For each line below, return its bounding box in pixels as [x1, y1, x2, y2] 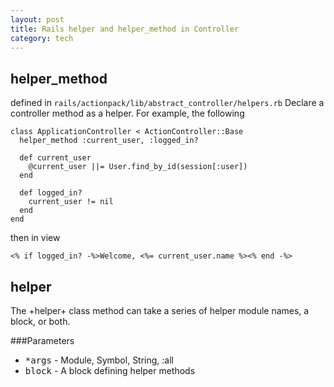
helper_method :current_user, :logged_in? [19, 136, 199, 146]
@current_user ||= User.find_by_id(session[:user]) [28, 162, 248, 172]
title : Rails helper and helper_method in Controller [10, 24, 240, 34]
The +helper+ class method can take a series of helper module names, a [10, 305, 310, 316]
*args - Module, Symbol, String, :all [24, 354, 174, 366]
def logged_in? [19, 188, 83, 198]
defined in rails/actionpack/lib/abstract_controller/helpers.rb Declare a [10, 97, 325, 109]
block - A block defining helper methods [24, 365, 196, 376]
